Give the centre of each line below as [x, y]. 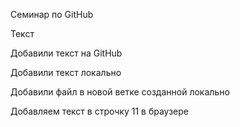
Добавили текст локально [66, 72]
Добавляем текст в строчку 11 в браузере [99, 111]
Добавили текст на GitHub [66, 53]
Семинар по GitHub [52, 14]
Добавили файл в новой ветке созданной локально [120, 92]
